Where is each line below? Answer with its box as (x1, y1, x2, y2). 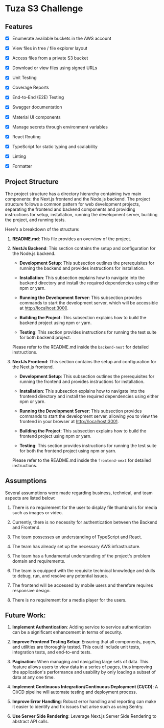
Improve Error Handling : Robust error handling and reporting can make (12, 699, 157, 704)
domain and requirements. (12, 558, 66, 564)
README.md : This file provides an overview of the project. (12, 236, 131, 242)
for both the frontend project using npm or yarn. (19, 448, 117, 453)
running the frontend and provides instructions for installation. (19, 378, 145, 384)
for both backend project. (19, 334, 71, 340)
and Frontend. (12, 524, 41, 530)
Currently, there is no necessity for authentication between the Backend (12, 519, 158, 525)
